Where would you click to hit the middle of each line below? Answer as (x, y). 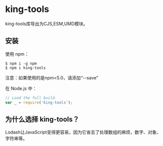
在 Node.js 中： (21, 88)
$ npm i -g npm (21, 63)
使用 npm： (17, 54)
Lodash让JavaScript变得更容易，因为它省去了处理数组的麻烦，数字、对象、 (83, 132)
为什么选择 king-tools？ (42, 119)
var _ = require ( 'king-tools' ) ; (39, 102)
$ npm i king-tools (26, 68)
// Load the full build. (31, 98)
